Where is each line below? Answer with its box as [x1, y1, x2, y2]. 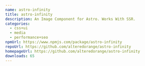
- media [10, 30, 26, 35]
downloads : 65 [5, 53, 35, 59]
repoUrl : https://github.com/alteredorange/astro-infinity [5, 44, 131, 49]
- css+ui [10, 26, 28, 31]
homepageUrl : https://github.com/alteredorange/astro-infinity [5, 49, 140, 54]
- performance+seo [10, 35, 49, 40]
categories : [5, 21, 30, 26]
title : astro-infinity [5, 12, 53, 17]
